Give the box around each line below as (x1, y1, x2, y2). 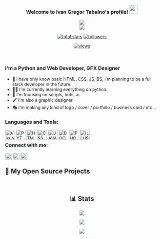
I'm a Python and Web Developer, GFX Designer (5, 65, 121, 72)
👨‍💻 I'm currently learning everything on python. (12, 86, 108, 92)
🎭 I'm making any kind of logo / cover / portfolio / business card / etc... (12, 104, 156, 110)
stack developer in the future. (12, 81, 72, 87)
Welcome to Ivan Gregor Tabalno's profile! (26, 8, 128, 15)
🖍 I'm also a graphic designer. (12, 97, 74, 103)
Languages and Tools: (5, 118, 59, 125)
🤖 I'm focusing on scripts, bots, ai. (12, 91, 81, 97)
